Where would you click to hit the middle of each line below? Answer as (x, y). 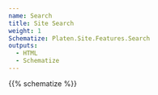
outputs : (23, 46)
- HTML (27, 53)
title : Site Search (41, 23)
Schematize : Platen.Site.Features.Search (79, 38)
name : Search (30, 16)
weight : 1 (25, 31)
